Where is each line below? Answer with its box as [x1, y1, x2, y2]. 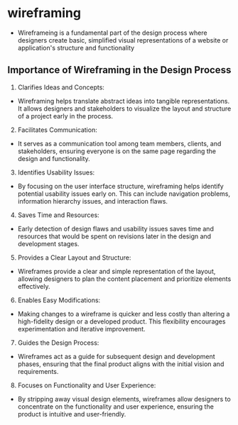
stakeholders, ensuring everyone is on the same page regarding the [17, 147, 217, 155]
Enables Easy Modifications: [17, 296, 101, 304]
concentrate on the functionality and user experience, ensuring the [17, 402, 215, 411]
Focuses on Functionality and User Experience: [17, 381, 156, 390]
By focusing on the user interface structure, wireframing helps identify [17, 182, 224, 190]
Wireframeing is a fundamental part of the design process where [17, 28, 207, 37]
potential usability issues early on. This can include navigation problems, [17, 189, 231, 198]
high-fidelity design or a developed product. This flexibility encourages [17, 317, 226, 326]
